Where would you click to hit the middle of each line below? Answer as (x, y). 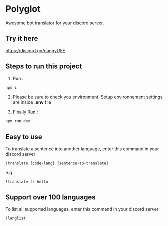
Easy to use (24, 137)
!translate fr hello (27, 182)
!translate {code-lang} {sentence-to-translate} (57, 163)
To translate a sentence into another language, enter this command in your (82, 149)
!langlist (16, 218)
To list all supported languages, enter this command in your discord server (82, 209)
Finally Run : (25, 112)
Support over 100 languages (50, 197)
